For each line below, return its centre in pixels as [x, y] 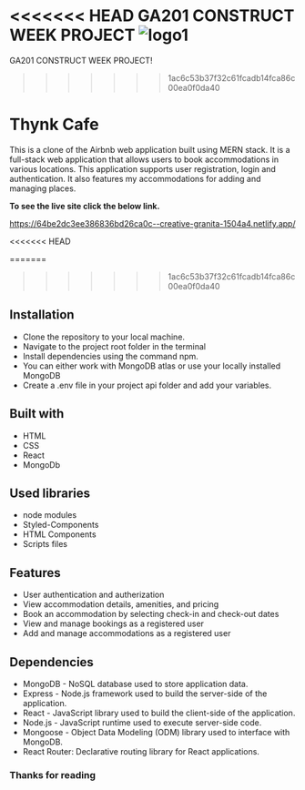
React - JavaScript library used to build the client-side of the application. [159, 713]
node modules [50, 515]
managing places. [43, 188]
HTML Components [60, 534]
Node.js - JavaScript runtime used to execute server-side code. [142, 722]
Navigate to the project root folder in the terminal [114, 346]
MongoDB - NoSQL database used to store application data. [135, 684]
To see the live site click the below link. [85, 206]
